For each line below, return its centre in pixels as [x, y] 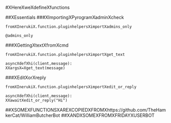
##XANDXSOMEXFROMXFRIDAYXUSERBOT [108, 115]
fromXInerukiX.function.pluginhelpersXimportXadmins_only [69, 27]
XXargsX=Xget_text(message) [35, 68]
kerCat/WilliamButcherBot [33, 115]
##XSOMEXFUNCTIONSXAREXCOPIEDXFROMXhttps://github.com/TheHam [85, 110]
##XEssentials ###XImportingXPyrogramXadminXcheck [65, 17]
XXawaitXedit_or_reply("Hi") [36, 100]
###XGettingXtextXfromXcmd [37, 45]
